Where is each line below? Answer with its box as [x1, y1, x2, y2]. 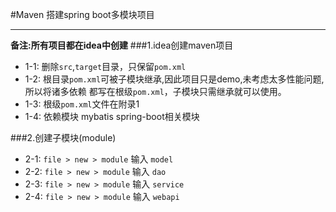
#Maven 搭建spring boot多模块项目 [10, 9, 155, 20]
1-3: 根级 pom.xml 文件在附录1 [24, 98, 140, 110]
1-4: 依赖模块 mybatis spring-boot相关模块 [24, 111, 200, 122]
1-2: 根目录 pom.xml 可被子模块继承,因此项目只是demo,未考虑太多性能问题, [24, 73, 325, 85]
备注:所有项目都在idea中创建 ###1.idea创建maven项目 [10, 39, 234, 51]
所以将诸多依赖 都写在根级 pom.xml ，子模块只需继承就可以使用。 [24, 86, 287, 97]
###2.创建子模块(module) [10, 132, 117, 143]
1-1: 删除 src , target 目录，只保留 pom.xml [24, 61, 187, 72]
